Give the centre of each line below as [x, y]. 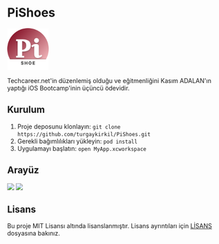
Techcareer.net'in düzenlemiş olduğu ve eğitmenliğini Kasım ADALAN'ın [109, 80]
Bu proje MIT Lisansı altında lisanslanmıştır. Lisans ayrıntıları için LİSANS [110, 226]
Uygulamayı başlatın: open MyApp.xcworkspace [82, 148]
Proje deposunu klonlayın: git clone [69, 126]
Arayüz [23, 170]
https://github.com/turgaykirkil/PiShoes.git [84, 134]
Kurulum [26, 110]
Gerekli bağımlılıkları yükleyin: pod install [77, 141]
